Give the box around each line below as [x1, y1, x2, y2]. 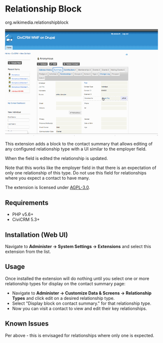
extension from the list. [5, 249, 51, 255]
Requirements [5, 199, 49, 207]
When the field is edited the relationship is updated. [5, 156, 108, 161]
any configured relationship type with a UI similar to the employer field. [5, 146, 147, 152]
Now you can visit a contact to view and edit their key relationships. [12, 305, 147, 311]
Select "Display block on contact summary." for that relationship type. [12, 300, 152, 306]
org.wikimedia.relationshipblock [5, 19, 69, 25]
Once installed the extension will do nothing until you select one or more [5, 275, 149, 281]
